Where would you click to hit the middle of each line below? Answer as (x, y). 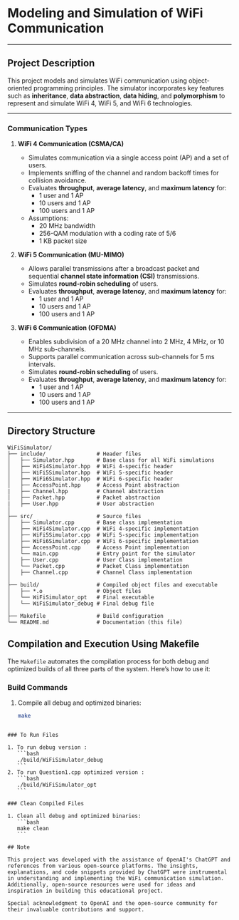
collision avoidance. (57, 180)
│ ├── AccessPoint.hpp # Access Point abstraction (94, 485)
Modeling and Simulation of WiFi (105, 13)
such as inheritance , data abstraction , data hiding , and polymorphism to (116, 95)
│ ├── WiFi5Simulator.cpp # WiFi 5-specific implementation (103, 535)
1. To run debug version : (47, 747)
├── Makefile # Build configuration (85, 616)
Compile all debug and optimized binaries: (79, 703)
